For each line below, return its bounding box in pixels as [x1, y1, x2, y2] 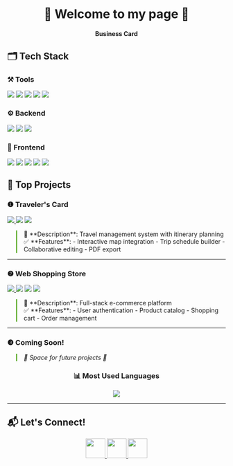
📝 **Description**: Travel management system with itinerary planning [24, 230, 224, 238]
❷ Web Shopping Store [7, 269, 87, 278]
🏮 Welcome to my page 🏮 [44, 6, 189, 22]
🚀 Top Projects [7, 179, 71, 191]
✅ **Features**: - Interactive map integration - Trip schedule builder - [24, 237, 225, 245]
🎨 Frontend [7, 142, 45, 152]
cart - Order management [24, 314, 97, 323]
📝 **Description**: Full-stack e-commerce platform [24, 299, 172, 307]
